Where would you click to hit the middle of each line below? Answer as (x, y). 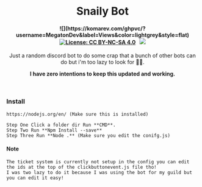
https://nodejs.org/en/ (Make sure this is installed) (78, 114)
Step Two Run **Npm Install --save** (54, 130)
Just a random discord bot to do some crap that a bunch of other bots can (103, 55)
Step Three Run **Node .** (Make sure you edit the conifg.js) (88, 135)
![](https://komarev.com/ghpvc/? (103, 28)
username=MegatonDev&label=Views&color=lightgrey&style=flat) (103, 35)
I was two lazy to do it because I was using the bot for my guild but (99, 172)
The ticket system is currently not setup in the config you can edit (98, 162)
